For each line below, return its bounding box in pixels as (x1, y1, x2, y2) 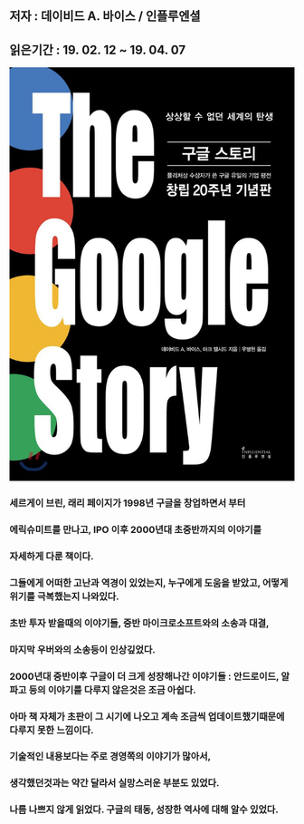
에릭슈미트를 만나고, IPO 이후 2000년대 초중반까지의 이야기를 (9, 524, 262, 537)
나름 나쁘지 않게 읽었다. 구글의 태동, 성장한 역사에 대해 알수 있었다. (9, 803, 279, 816)
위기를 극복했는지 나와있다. (9, 590, 119, 603)
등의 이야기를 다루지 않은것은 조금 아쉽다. (28, 683, 196, 696)
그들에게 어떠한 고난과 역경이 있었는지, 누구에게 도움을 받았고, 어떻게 (9, 577, 289, 589)
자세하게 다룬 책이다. (9, 549, 94, 562)
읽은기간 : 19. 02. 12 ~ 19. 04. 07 (9, 42, 186, 57)
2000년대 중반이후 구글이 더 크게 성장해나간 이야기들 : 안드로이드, (9, 670, 280, 683)
